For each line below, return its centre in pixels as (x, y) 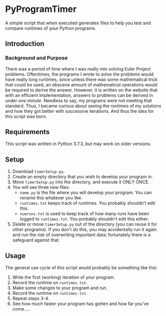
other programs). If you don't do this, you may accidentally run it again (84, 230)
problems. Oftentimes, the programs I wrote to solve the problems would (80, 74)
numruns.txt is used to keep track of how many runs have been (84, 214)
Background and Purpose (37, 58)
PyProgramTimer (41, 9)
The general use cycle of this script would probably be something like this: (82, 268)
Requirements (27, 132)
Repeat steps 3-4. (31, 299)
